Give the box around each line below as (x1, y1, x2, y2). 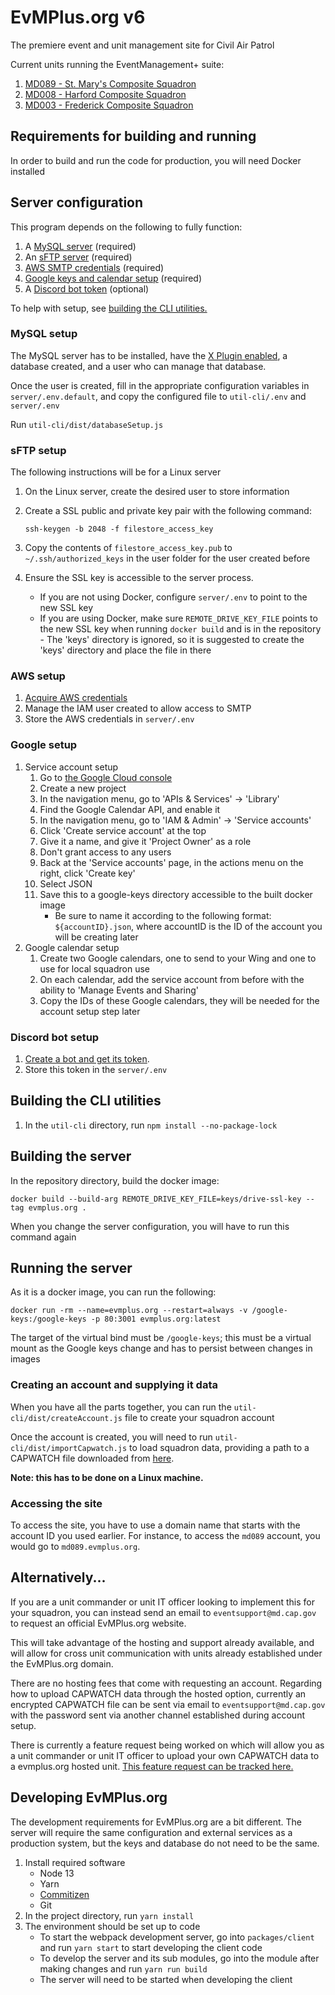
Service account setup (24, 761, 119, 773)
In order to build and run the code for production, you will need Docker (10, 154, 302, 166)
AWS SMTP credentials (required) (24, 261, 165, 273)
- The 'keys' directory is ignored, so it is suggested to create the (39, 634, 305, 646)
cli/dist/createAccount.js (10, 1413, 123, 1423)
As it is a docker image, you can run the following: (10, 1286, 217, 1298)
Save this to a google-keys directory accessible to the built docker (39, 888, 313, 900)
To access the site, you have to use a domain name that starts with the (10, 1519, 301, 1531)
